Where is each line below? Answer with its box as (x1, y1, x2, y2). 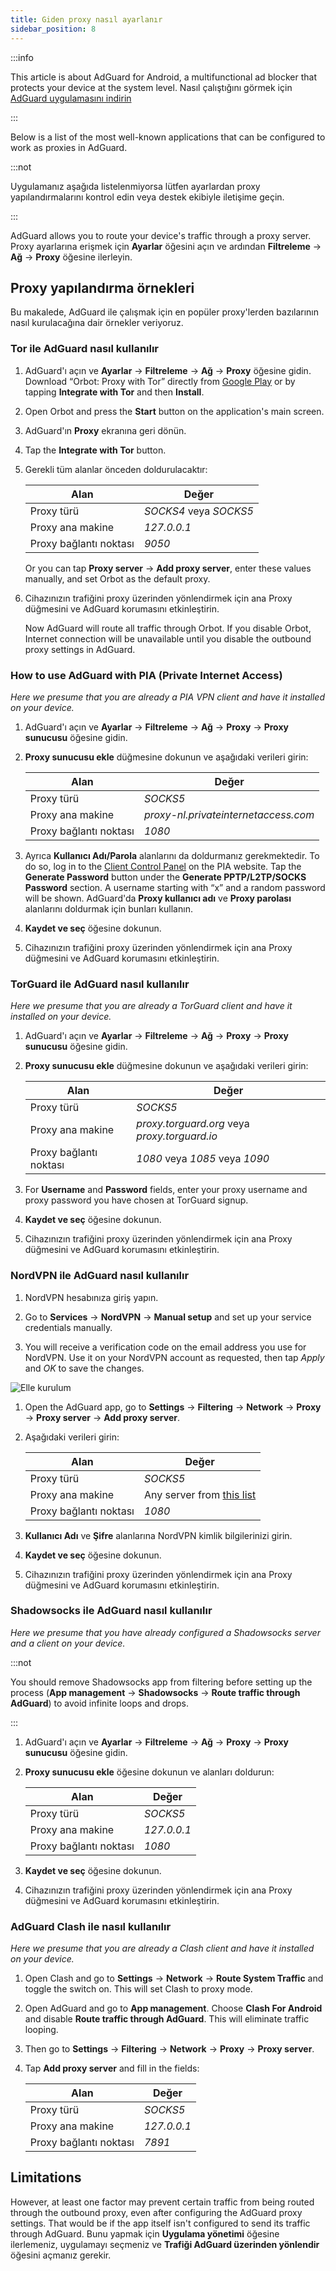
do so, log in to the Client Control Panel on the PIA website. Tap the (24, 860, 302, 872)
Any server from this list (143, 1487, 257, 1501)
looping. (24, 2024, 59, 2036)
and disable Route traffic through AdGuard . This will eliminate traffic (24, 2013, 310, 2025)
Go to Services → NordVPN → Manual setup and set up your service (24, 1311, 312, 1323)
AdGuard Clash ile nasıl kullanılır (10, 1919, 172, 1933)
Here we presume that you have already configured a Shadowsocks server (10, 1626, 321, 1638)
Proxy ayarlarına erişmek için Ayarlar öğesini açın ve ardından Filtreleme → (10, 240, 322, 252)
